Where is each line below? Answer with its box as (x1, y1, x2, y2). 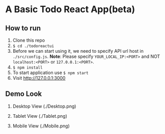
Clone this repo (12, 37, 45, 43)
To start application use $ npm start (12, 70, 89, 76)
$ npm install (12, 65, 43, 70)
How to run (5, 24, 41, 32)
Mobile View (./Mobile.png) (12, 123, 70, 129)
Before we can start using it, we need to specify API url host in (12, 48, 144, 54)
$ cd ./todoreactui (12, 44, 54, 49)
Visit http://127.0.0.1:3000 (12, 75, 66, 81)
